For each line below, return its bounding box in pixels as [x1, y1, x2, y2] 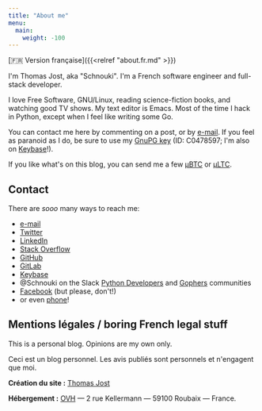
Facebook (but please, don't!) [19, 286, 117, 296]
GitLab [19, 261, 42, 271]
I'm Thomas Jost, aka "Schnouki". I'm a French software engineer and [8, 71, 237, 81]
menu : [8, 19, 26, 27]
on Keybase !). [8, 144, 54, 154]
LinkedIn [19, 236, 48, 246]
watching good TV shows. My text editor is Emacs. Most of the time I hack [8, 104, 251, 113]
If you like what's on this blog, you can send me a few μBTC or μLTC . [8, 159, 232, 169]
